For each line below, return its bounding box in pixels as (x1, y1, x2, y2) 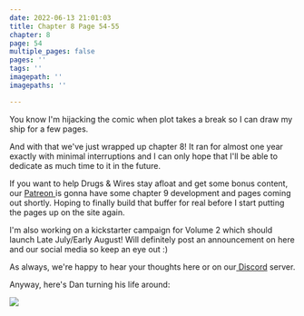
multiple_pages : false (9, 47, 95, 56)
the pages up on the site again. (9, 206, 125, 218)
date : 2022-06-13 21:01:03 (9, 13, 112, 23)
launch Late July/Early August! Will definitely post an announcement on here (9, 233, 295, 245)
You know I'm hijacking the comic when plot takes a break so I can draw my (9, 114, 293, 124)
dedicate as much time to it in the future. (9, 160, 162, 171)
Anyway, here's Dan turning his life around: (9, 279, 171, 290)
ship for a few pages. (9, 123, 89, 134)
